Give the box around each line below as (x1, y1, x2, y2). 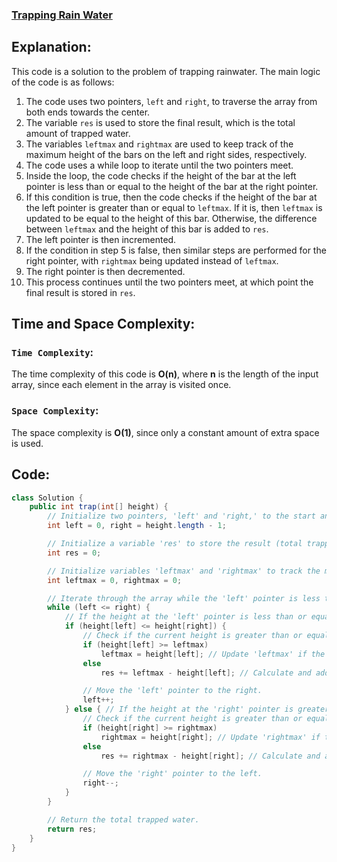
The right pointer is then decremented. (25, 265, 186, 277)
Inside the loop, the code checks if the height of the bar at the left (25, 169, 297, 182)
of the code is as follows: (11, 76, 115, 88)
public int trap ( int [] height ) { (29, 502, 169, 512)
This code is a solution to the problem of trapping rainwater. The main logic (11, 65, 321, 77)
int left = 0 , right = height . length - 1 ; (47, 521, 227, 531)
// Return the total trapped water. (47, 814, 200, 825)
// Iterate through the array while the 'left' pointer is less (47, 593, 321, 603)
